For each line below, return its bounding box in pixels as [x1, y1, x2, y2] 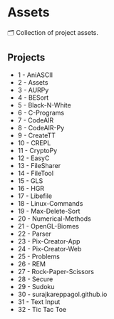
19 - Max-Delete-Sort [17, 206, 81, 215]
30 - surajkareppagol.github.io [17, 290, 108, 298]
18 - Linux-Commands [17, 199, 83, 207]
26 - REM [17, 259, 46, 268]
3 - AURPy [17, 85, 49, 94]
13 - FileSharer [17, 161, 61, 169]
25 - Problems [17, 252, 61, 261]
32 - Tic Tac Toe [17, 305, 66, 313]
